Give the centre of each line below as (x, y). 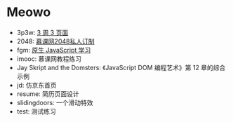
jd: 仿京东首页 (36, 85)
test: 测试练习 (36, 111)
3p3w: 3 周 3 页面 (42, 32)
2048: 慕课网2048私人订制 (55, 41)
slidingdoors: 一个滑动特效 (55, 102)
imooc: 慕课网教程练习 (49, 59)
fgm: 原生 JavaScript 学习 (54, 50)
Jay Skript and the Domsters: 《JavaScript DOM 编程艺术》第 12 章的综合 (121, 67)
